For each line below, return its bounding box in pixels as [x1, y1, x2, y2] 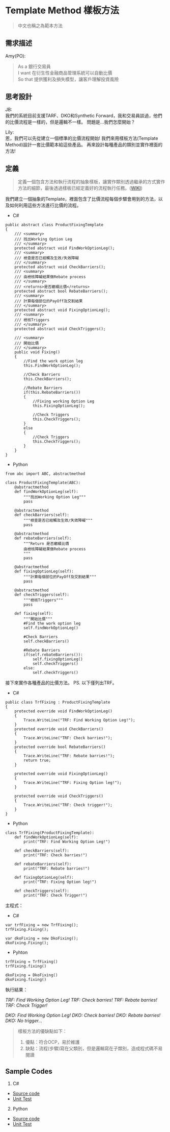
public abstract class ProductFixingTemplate [5, 223, 103, 228]
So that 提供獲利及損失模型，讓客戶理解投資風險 [17, 76, 119, 82]
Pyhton [12, 949, 28, 955]
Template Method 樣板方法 [5, 5, 120, 16]
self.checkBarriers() [23, 639, 70, 644]
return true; [23, 758, 51, 763]
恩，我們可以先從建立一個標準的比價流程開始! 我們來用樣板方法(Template [5, 135, 158, 141]
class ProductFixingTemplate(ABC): [5, 480, 81, 486]
